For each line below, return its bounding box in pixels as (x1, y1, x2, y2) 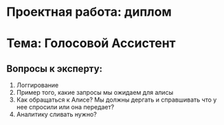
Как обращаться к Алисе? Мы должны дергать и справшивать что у (16, 95, 217, 104)
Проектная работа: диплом (6, 4, 172, 20)
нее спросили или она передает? (16, 103, 115, 111)
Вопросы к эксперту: (6, 62, 103, 74)
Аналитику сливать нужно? (16, 111, 97, 119)
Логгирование (16, 81, 59, 89)
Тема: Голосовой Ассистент (6, 36, 176, 52)
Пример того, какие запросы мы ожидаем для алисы (16, 89, 173, 97)
